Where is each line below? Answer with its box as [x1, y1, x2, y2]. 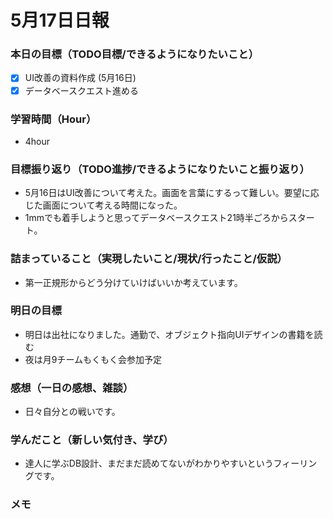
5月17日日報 [10, 9, 110, 32]
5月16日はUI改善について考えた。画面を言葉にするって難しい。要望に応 [24, 187, 320, 199]
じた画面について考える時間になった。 [24, 199, 183, 211]
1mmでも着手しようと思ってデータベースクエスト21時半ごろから [24, 212, 289, 224]
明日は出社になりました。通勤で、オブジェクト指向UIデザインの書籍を [24, 328, 315, 340]
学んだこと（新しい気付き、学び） [10, 433, 174, 447]
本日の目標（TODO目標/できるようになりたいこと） [10, 47, 259, 61]
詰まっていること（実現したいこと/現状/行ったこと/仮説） [10, 252, 288, 266]
